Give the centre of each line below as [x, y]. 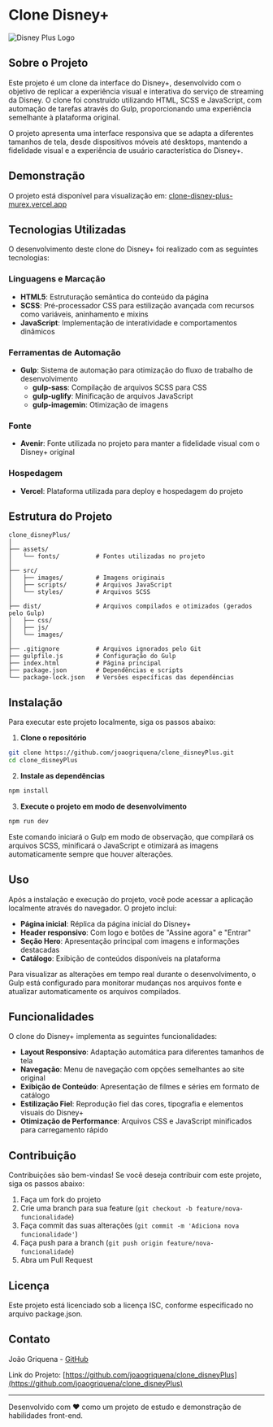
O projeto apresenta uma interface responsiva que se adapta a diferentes [131, 133]
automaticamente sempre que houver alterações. [91, 854]
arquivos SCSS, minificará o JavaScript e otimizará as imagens [113, 845]
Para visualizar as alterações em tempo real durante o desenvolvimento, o [132, 974]
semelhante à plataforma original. [64, 117]
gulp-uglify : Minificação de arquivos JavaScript [113, 395]
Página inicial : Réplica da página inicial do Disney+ [106, 923]
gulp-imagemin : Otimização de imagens [100, 404]
